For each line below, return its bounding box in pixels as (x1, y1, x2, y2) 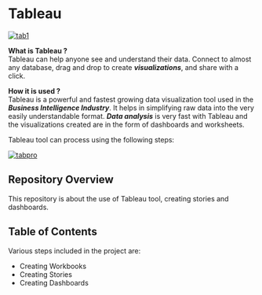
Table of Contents (8, 225, 98, 238)
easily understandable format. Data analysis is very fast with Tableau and (8, 111, 249, 120)
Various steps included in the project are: (8, 245, 141, 256)
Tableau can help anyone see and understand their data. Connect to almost (8, 54, 252, 64)
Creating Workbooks (19, 261, 87, 271)
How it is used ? (8, 86, 61, 95)
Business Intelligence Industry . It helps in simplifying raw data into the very (8, 103, 255, 112)
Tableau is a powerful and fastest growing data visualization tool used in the (8, 94, 254, 104)
